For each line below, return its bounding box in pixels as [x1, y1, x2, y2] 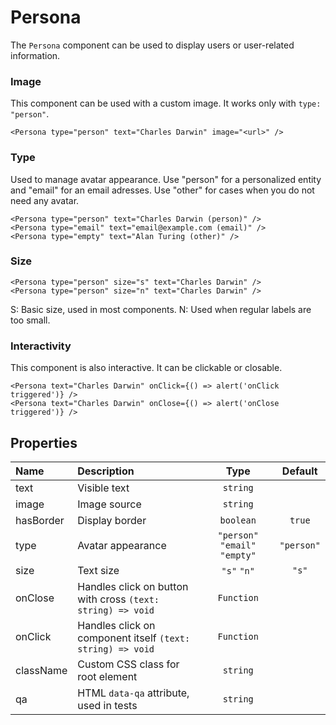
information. [10, 49, 61, 61]
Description [77, 464, 135, 478]
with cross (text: [77, 592, 160, 606]
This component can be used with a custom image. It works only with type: [10, 97, 322, 110]
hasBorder [15, 513, 65, 527]
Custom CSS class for [77, 657, 180, 671]
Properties [10, 434, 78, 451]
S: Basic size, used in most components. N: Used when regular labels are [10, 303, 312, 315]
